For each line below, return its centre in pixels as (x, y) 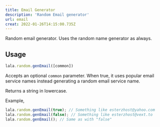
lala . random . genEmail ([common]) (39, 66)
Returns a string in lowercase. (36, 91)
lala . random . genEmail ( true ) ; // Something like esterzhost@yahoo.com (80, 110)
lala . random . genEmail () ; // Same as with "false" (59, 119)
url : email (17, 19)
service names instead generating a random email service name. (73, 81)
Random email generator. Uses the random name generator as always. (79, 38)
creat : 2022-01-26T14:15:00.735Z (41, 24)
